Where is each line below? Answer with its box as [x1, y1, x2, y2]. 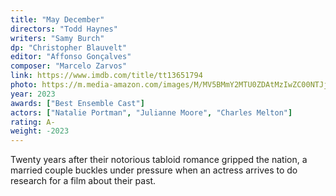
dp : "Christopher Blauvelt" [10, 42, 128, 53]
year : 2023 [10, 89, 56, 99]
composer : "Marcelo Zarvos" [10, 61, 128, 71]
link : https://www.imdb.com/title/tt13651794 [10, 71, 203, 81]
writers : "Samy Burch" [10, 33, 105, 43]
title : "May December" [10, 14, 105, 25]
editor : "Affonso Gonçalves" [10, 52, 132, 62]
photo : [10, 80, 38, 90]
